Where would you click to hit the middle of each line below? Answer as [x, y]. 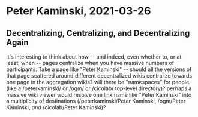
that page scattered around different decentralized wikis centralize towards [99, 76]
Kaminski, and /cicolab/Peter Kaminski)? [56, 107]
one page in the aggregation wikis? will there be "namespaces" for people [98, 82]
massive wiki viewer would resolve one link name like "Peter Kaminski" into [99, 95]
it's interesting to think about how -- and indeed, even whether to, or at [94, 57]
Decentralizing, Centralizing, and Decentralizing [98, 33]
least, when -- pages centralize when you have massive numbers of [90, 63]
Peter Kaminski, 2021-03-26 [79, 11]
